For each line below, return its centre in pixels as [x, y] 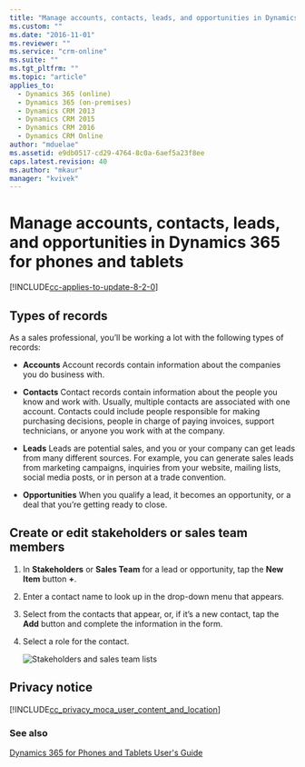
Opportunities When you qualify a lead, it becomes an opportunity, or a [157, 495]
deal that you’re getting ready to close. [95, 504]
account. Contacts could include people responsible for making [141, 411]
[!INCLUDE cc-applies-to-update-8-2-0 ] [84, 287]
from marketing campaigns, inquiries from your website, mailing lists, [152, 468]
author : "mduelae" [44, 144]
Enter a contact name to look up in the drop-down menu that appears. [153, 596]
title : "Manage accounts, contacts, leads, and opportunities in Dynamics [154, 18]
